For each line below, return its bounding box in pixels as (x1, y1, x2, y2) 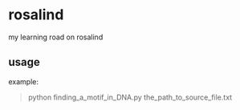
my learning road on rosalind (8, 32, 104, 42)
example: (8, 76, 39, 86)
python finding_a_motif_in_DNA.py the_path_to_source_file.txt (27, 92, 233, 102)
